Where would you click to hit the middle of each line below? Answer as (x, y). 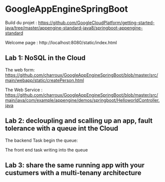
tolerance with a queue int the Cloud (62, 129)
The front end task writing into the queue (47, 150)
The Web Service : (24, 90)
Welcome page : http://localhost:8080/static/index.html (61, 42)
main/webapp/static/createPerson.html (45, 80)
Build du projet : (21, 23)
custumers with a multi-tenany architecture (73, 173)
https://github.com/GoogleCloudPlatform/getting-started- (96, 23)
